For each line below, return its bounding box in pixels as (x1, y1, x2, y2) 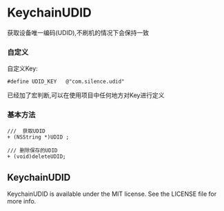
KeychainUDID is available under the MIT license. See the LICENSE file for (7, 190, 217, 198)
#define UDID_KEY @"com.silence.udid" (7, 78, 125, 86)
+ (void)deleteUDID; (7, 153, 67, 160)
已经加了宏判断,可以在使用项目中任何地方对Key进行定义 (7, 91, 165, 99)
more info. (7, 197, 37, 205)
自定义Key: (7, 64, 38, 73)
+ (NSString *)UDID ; (7, 133, 70, 141)
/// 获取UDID (7, 128, 46, 134)
